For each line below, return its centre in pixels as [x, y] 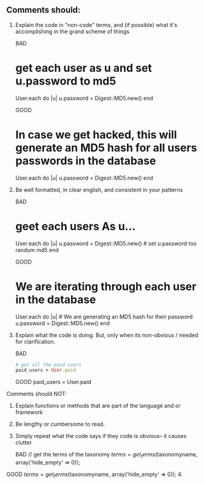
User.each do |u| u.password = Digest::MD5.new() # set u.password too [106, 243]
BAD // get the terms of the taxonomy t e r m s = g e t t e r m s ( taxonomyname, [106, 455]
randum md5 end [37, 250]
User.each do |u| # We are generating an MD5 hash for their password [104, 317]
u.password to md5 [66, 81]
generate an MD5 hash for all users [106, 148]
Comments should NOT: [36, 394]
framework [29, 412]
